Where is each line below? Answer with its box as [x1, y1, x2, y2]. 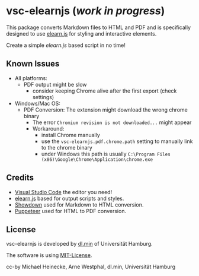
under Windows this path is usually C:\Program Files [41, 150, 171, 157]
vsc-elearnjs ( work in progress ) [6, 4, 165, 18]
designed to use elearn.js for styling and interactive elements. [6, 30, 157, 37]
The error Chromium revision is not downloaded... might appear [32, 119, 192, 126]
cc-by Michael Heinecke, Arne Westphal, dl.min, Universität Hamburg [6, 263, 176, 271]
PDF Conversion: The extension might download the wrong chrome [23, 106, 188, 113]
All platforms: [14, 74, 47, 81]
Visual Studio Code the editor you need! [14, 188, 113, 195]
